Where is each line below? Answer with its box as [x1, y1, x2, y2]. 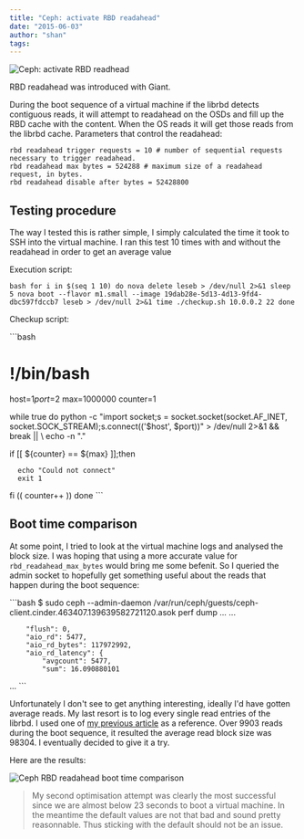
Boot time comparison [9, 517, 138, 532]
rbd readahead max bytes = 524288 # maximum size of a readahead [9, 162, 262, 172]
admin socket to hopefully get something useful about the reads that [9, 570, 267, 581]
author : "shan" [9, 30, 67, 39]
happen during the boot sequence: [9, 579, 139, 590]
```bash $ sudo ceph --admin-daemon [9, 597, 152, 608]
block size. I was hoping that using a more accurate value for [9, 550, 238, 561]
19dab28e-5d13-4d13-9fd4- [164, 289, 262, 299]
